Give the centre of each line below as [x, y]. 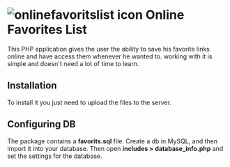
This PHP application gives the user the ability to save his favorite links [109, 49]
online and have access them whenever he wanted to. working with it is [110, 56]
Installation [32, 86]
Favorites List [47, 30]
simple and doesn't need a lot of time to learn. [73, 63]
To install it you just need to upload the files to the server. [90, 102]
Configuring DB [41, 124]
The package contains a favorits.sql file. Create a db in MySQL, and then [113, 141]
